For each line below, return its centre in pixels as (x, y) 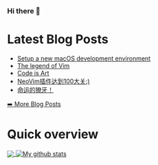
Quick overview (53, 134)
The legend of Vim (43, 65)
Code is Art (33, 73)
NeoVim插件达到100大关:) (54, 81)
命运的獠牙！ (35, 89)
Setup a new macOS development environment (84, 58)
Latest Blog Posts (58, 40)
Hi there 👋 (24, 11)
